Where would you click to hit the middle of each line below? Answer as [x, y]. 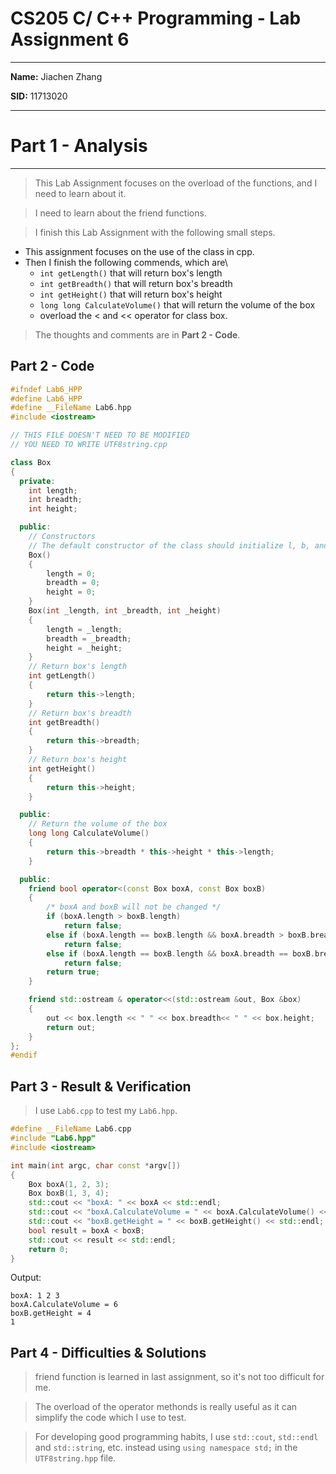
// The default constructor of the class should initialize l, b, [169, 545]
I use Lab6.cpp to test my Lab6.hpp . [106, 1111]
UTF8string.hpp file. [75, 1458]
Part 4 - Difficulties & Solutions [108, 1352]
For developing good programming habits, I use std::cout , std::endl [176, 1437]
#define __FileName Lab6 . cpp [71, 1129]
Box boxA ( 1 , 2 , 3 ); [69, 1184]
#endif [24, 1055]
